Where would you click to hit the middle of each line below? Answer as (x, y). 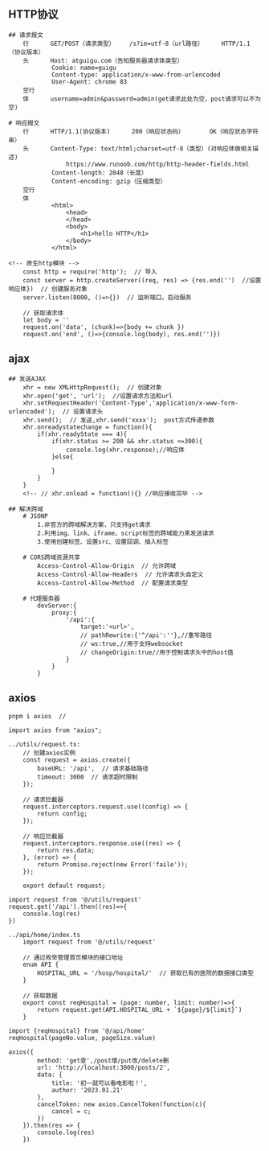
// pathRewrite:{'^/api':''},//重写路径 (146, 635)
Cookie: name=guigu (84, 68)
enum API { (41, 965)
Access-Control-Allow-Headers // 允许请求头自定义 (120, 574)
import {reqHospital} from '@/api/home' (77, 1031)
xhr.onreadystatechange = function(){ (88, 427)
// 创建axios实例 (49, 753)
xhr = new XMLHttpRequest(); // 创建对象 (92, 387)
